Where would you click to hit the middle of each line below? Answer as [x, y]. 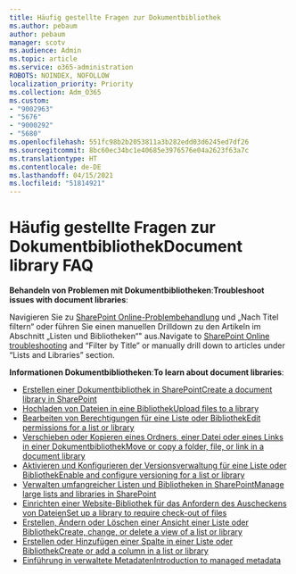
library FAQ [51, 266]
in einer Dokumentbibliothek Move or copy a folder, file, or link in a [143, 446]
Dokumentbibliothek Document [126, 247]
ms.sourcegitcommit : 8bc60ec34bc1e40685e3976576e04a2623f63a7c [129, 150]
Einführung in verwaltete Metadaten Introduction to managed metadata [152, 561]
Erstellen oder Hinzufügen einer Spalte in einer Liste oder [127, 542]
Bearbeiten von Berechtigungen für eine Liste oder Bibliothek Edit [141, 418]
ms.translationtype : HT [53, 158]
